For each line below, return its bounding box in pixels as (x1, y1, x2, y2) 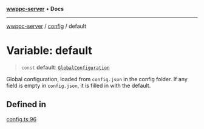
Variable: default (6, 44, 92, 58)
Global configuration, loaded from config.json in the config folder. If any (6, 75, 188, 82)
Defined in (6, 99, 47, 110)
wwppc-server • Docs (6, 5, 64, 12)
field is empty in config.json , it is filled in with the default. (6, 82, 151, 89)
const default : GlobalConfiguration (21, 64, 110, 71)
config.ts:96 (6, 115, 37, 123)
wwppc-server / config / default (6, 22, 87, 30)
